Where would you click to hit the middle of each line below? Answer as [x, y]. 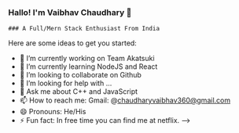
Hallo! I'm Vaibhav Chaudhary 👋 [70, 13]
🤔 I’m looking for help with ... [66, 83]
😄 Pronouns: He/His [53, 112]
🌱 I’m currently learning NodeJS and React [88, 66]
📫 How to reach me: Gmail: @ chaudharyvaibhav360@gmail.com [125, 100]
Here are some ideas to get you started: [73, 43]
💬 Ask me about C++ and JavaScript [79, 92]
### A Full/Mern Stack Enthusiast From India [84, 29]
